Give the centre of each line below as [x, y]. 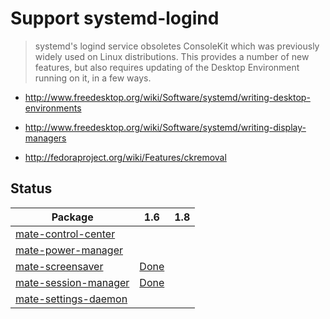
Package [72, 217]
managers [45, 138]
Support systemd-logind [115, 18]
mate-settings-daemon [71, 299]
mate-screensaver [59, 266]
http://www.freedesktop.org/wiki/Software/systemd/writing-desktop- [167, 97]
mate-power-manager [69, 250]
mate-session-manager [72, 282]
